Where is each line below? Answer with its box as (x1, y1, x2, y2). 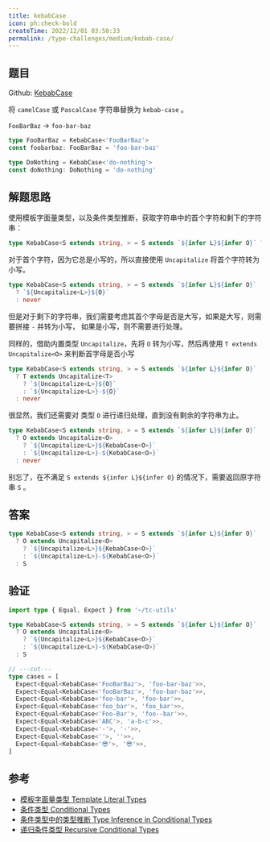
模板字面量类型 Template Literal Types (19, 794, 147, 804)
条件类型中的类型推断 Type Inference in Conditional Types (19, 815, 213, 824)
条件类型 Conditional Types (19, 805, 111, 815)
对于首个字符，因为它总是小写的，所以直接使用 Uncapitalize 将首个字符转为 (8, 255, 260, 264)
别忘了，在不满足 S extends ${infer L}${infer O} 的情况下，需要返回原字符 (8, 472, 261, 482)
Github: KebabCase (8, 88, 73, 97)
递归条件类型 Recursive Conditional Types (19, 825, 159, 835)
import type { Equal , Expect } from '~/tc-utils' (8, 606, 178, 614)
